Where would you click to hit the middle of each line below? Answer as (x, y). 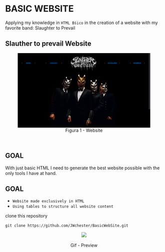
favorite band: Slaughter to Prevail (40, 28)
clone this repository (26, 216)
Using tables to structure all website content (63, 207)
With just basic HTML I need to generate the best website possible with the (82, 168)
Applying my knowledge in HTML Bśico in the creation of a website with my (82, 23)
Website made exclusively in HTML (48, 201)
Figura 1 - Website (84, 130)
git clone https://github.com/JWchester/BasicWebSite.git (67, 226)
